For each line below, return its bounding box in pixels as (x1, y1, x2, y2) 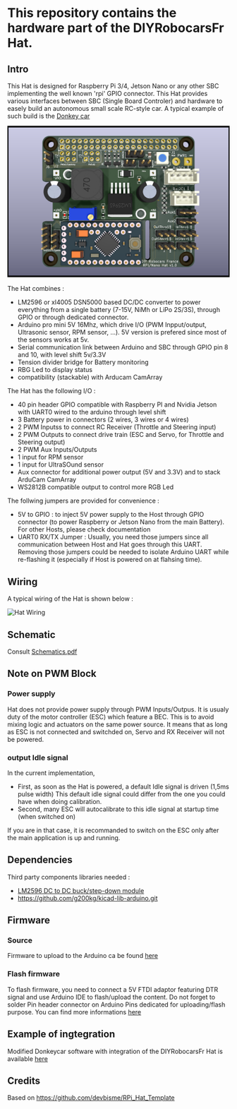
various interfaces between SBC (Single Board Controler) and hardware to (7, 97, 223, 105)
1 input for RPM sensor (17, 453, 84, 462)
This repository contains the (7, 5, 177, 21)
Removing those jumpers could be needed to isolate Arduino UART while (17, 548, 229, 556)
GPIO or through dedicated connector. (17, 313, 129, 322)
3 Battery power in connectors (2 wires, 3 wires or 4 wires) (17, 415, 189, 424)
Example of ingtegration (7, 1029, 115, 1041)
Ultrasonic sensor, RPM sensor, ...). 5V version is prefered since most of (17, 328, 227, 337)
